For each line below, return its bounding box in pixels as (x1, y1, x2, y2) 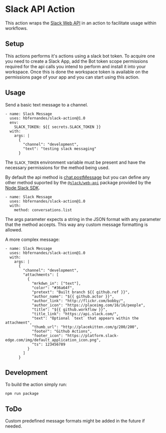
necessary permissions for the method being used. (5, 164, 110, 170)
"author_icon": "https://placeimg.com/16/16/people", (31, 303, 146, 308)
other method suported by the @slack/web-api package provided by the (5, 179, 152, 185)
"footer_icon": (31, 333, 64, 338)
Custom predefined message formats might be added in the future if (5, 418, 145, 424)
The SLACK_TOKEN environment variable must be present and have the (5, 159, 146, 165)
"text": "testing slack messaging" (23, 146, 97, 151)
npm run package (5, 391, 39, 396)
